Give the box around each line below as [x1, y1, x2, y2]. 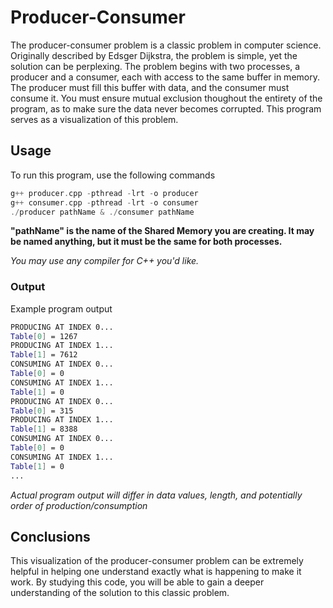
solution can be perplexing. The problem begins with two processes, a [10, 60, 301, 72]
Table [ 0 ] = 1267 [10, 331, 78, 341]
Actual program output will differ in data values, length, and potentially [10, 489, 303, 501]
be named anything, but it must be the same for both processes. [10, 236, 283, 248]
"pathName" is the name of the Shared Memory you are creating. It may [10, 225, 315, 237]
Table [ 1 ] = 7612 [10, 350, 78, 360]
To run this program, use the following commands [10, 169, 216, 181]
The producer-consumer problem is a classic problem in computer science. [10, 39, 322, 51]
